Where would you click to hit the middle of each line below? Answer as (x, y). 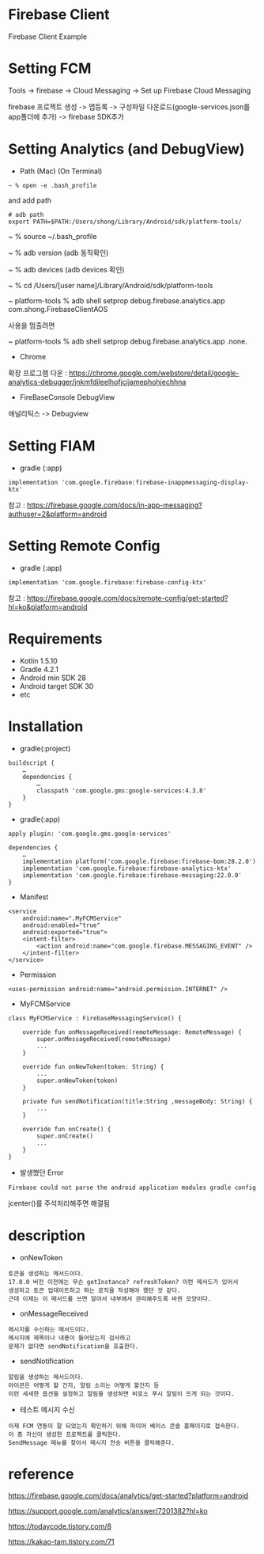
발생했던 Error (41, 1172)
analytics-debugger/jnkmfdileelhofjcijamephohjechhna (97, 382)
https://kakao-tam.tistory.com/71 (61, 1542)
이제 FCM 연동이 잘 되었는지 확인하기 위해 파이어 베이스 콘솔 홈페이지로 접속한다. (124, 1426)
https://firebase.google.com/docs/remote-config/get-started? (127, 598)
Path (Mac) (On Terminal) (61, 171)
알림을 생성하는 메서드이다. (46, 1377)
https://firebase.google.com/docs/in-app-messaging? (115, 505)
